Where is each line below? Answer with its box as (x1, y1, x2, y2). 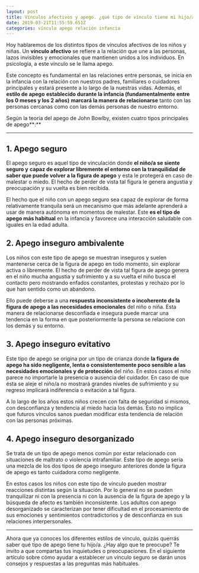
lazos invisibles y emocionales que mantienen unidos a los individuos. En (6, 54, 185, 61)
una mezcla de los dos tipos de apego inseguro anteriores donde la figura (6, 462, 187, 469)
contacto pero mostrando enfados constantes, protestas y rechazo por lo (6, 279, 185, 286)
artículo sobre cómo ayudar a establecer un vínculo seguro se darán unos (6, 553, 187, 561)
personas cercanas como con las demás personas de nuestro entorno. (6, 103, 179, 110)
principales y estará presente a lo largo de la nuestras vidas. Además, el (6, 84, 182, 92)
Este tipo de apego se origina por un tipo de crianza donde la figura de (6, 355, 179, 362)
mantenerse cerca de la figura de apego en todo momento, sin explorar (6, 260, 181, 267)
